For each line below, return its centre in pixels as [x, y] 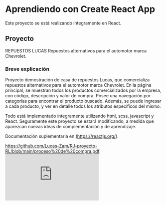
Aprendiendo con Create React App [80, 9]
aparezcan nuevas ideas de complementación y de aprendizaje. [71, 127]
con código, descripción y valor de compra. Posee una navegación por [78, 96]
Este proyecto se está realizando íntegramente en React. [63, 23]
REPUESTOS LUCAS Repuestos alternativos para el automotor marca [76, 50]
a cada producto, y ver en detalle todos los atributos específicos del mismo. [83, 106]
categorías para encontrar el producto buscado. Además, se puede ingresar [83, 101]
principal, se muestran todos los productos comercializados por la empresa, [83, 90]
